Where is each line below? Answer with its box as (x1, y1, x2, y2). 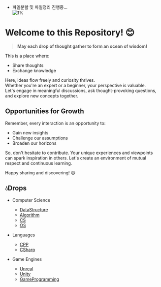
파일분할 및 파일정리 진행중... (12, 4, 68, 10)
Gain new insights (12, 129, 49, 135)
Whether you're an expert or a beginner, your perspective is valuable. (5, 82, 146, 88)
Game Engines (12, 256, 42, 262)
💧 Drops (5, 184, 27, 192)
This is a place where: (5, 53, 50, 59)
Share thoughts (12, 62, 44, 68)
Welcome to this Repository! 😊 (5, 27, 134, 38)
